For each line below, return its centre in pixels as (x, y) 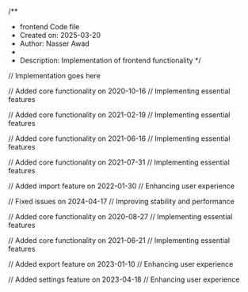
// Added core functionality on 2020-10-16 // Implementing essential (119, 91)
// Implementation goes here (55, 76)
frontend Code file (50, 27)
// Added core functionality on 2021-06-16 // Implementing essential (119, 138)
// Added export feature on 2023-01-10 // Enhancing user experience (121, 264)
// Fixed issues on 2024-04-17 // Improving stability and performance (122, 201)
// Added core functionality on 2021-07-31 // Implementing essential (119, 162)
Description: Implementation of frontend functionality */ (110, 60)
